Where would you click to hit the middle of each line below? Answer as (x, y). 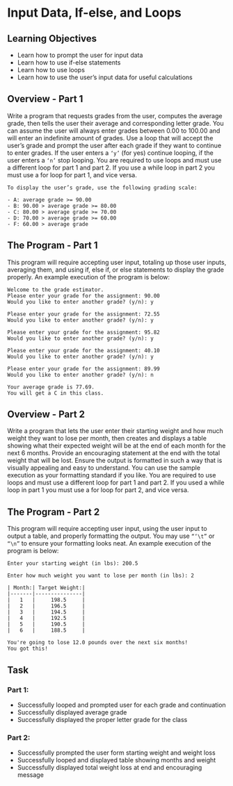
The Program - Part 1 (53, 246)
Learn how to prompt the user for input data (80, 55)
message (30, 775)
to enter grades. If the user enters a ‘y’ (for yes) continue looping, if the (111, 153)
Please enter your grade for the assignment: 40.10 (83, 350)
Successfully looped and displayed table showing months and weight (116, 760)
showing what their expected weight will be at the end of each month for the (116, 445)
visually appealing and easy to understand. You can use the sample (104, 468)
